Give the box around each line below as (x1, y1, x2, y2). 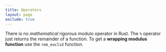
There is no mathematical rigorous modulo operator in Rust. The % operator (5, 31, 161, 37)
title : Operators (5, 7, 42, 13)
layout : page (5, 12, 33, 17)
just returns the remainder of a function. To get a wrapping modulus (5, 36, 147, 42)
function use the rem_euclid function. (5, 41, 84, 47)
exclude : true (5, 17, 35, 22)
